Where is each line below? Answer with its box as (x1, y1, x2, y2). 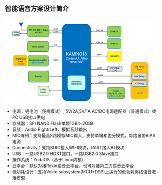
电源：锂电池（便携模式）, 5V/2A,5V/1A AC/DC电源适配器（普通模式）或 (12, 108, 157, 114)
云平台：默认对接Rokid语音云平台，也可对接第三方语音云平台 (12, 163, 134, 169)
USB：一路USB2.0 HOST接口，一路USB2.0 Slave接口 (12, 151, 119, 156)
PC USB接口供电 (12, 114, 45, 120)
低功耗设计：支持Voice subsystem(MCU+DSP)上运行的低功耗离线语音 (12, 169, 152, 174)
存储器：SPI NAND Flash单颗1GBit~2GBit (12, 120, 94, 126)
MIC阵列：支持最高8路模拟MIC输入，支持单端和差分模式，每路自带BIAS (12, 132, 156, 138)
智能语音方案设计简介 (5, 4, 69, 13)
